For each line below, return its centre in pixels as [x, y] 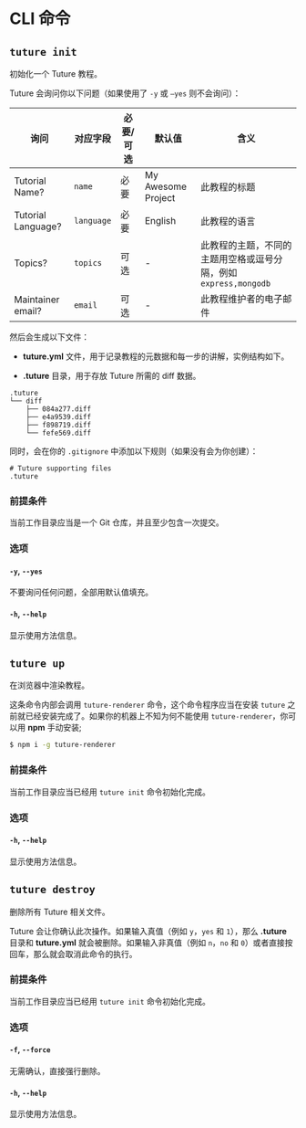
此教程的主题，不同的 [246, 245]
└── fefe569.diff [59, 433]
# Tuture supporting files [61, 469]
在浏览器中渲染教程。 [49, 685]
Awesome [166, 186]
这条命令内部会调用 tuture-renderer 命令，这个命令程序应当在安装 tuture [148, 705]
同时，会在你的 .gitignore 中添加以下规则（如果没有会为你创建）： [134, 451]
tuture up [37, 664]
